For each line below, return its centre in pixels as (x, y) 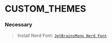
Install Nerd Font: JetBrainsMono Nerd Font (62, 35)
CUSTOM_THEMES (46, 9)
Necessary (19, 25)
